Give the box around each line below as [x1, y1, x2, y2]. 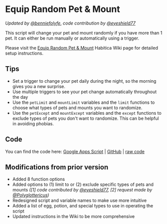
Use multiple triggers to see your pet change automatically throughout [12, 89, 157, 95]
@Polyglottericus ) [12, 192, 49, 198]
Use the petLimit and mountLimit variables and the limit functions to [12, 99, 155, 105]
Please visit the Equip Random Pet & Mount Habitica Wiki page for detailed [5, 45, 159, 51]
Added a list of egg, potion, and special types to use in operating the [12, 203, 154, 209]
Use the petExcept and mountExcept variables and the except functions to [12, 110, 162, 116]
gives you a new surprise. [12, 83, 66, 89]
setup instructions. [5, 50, 44, 56]
